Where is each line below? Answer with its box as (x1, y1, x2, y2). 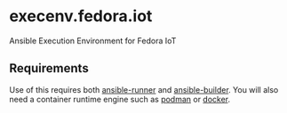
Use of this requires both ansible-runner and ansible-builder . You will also (9, 84, 279, 94)
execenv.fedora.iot (9, 6, 153, 26)
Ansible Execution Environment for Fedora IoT (9, 35, 177, 46)
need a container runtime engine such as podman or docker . (9, 94, 231, 104)
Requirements (9, 61, 89, 76)
